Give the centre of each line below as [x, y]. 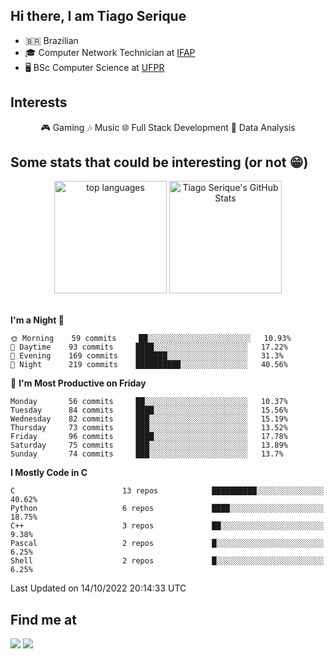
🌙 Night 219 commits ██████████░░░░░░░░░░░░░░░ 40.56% [149, 365]
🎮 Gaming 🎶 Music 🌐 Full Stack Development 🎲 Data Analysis [168, 127]
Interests [39, 102]
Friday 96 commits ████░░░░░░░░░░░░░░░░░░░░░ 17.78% [149, 437]
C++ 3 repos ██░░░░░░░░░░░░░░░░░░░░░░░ [167, 526]
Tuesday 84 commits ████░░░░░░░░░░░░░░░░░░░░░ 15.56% [149, 410]
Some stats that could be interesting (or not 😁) [159, 162]
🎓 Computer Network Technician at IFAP [110, 52]
